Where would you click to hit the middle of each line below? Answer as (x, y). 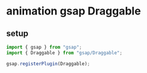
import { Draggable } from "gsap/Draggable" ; (64, 52)
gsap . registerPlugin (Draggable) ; (48, 64)
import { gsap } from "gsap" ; (44, 47)
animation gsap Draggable (74, 11)
